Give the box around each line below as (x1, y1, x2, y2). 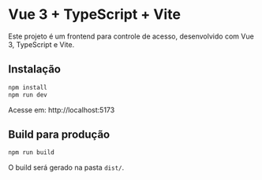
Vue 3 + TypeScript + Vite (8, 6, 182, 24)
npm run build (8, 149, 55, 156)
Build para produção (8, 127, 110, 141)
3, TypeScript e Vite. (8, 39, 75, 49)
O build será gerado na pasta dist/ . (8, 163, 125, 172)
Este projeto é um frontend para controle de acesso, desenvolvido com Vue (8, 31, 254, 41)
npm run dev (8, 90, 47, 99)
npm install (8, 83, 47, 91)
